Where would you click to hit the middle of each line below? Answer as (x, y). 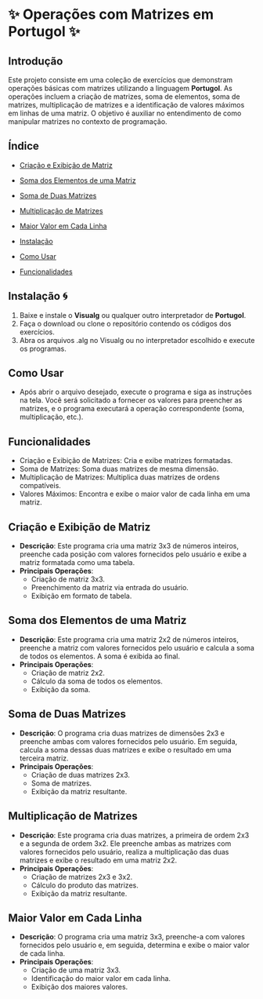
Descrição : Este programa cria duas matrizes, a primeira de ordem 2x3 (134, 835)
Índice (23, 146)
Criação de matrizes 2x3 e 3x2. (82, 877)
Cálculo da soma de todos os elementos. (97, 681)
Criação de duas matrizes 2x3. (81, 775)
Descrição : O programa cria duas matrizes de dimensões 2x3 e (122, 733)
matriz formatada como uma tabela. (77, 563)
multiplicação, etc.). (51, 417)
